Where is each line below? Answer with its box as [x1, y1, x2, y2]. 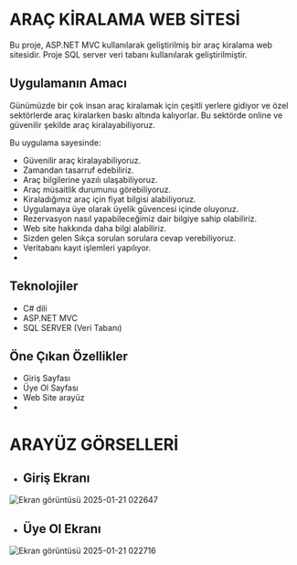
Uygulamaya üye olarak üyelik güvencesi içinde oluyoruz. [22, 203, 239, 214]
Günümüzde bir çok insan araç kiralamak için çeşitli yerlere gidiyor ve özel [9, 100, 289, 111]
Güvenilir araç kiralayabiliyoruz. [22, 155, 142, 165]
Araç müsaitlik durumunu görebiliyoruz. [22, 184, 172, 195]
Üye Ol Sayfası [22, 382, 80, 393]
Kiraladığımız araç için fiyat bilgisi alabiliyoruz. [22, 193, 196, 205]
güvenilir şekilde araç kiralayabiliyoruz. [9, 119, 155, 130]
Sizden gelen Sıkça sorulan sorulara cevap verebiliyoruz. [22, 232, 237, 243]
